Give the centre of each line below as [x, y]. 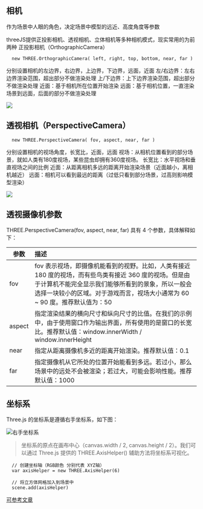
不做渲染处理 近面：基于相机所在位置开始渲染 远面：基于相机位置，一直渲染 [100, 85]
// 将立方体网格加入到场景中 [43, 483]
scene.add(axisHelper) [40, 488]
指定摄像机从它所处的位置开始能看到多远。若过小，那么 [113, 362]
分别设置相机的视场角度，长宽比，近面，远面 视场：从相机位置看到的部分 [97, 152]
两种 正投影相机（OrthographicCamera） [57, 47]
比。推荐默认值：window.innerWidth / [88, 332]
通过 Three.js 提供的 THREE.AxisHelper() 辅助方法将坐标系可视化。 [109, 453]
